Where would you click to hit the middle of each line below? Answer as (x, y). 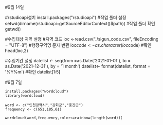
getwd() (13, 29)
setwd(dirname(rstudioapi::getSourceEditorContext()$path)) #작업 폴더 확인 (80, 24)
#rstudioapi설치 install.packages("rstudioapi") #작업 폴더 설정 (66, 18)
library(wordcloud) (25, 96)
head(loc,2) (17, 51)
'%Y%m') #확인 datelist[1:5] (33, 72)
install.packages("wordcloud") (37, 91)
